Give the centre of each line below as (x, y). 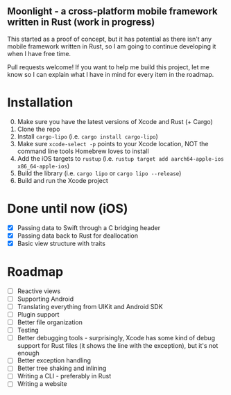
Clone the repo (38, 129)
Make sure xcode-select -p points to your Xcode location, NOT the (113, 143)
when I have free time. (39, 53)
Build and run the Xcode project (63, 180)
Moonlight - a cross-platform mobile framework (112, 11)
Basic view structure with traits (61, 243)
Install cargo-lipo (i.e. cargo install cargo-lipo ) (87, 136)
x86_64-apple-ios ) (43, 166)
